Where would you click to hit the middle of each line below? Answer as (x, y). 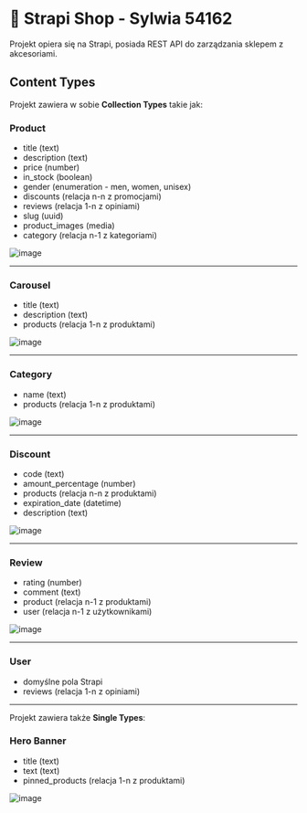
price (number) (51, 167)
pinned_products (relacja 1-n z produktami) (104, 780)
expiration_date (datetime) (72, 502)
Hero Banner (38, 741)
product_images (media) (69, 226)
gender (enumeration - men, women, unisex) (107, 187)
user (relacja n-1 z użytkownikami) (87, 612)
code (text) (43, 473)
